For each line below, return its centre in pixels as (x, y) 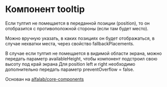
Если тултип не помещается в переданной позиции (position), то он (77, 23)
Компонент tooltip (45, 9)
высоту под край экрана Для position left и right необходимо (70, 64)
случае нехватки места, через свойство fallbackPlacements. (70, 43)
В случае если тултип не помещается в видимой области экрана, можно (83, 53)
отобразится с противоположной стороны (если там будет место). (77, 28)
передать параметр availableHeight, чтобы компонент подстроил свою (81, 58)
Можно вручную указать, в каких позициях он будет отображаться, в (80, 38)
